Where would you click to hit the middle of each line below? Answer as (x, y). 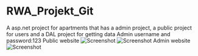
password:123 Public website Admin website (98, 40)
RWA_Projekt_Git (50, 11)
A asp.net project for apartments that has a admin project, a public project (99, 28)
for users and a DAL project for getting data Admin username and (88, 34)
